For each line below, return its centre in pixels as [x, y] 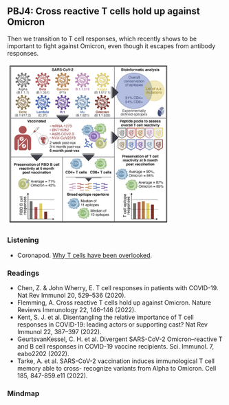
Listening [23, 240]
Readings [23, 273]
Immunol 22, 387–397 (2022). [59, 331]
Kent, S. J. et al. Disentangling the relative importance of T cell [105, 317]
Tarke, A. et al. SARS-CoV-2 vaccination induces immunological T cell [116, 361]
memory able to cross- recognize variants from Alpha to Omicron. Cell [117, 368]
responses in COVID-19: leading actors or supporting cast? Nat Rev [112, 324]
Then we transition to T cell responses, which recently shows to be [102, 39]
